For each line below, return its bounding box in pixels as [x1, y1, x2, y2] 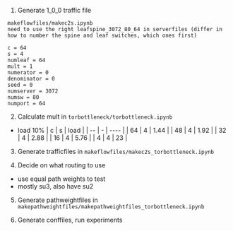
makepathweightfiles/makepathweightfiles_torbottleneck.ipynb [17, 203, 205, 211]
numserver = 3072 [7, 88, 59, 95]
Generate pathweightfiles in [17, 196, 98, 204]
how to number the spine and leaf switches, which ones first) [7, 32, 198, 39]
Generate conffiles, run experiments [17, 215, 123, 224]
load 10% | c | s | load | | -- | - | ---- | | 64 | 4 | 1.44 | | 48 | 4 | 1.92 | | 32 [17, 126, 227, 134]
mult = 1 [7, 63, 33, 70]
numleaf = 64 [7, 57, 46, 64]
